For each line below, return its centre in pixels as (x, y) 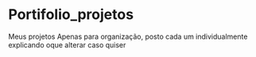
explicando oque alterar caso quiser (67, 44)
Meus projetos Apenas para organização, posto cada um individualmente (128, 36)
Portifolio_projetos (71, 15)
